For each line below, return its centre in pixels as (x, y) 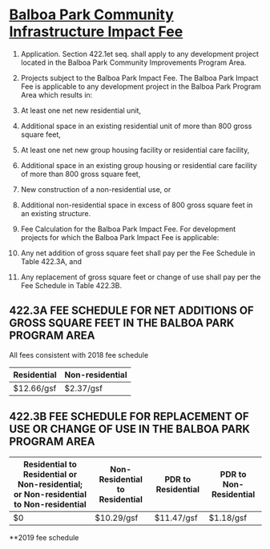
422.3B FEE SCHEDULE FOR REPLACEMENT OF (129, 417)
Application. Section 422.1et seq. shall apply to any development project (140, 54)
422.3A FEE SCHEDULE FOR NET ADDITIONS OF (132, 311)
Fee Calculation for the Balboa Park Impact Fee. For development (128, 229)
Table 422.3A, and (51, 261)
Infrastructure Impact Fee (96, 32)
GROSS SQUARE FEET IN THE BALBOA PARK (122, 323)
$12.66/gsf (35, 388)
